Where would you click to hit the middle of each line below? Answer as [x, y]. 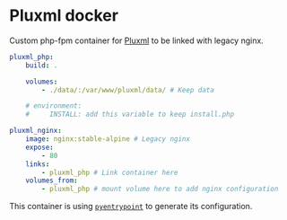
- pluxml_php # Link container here [110, 172]
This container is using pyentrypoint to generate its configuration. [131, 207]
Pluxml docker [64, 16]
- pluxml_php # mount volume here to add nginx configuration [160, 189]
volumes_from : [52, 180]
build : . [42, 65]
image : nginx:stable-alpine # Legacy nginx [108, 139]
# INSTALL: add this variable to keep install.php [130, 114]
